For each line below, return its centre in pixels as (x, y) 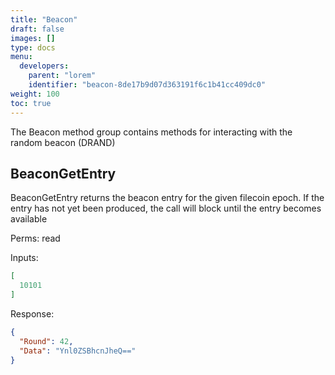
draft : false (37, 29)
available (29, 219)
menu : (21, 57)
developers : (44, 66)
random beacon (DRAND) (63, 142)
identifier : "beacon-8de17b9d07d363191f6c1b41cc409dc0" (147, 85)
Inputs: (24, 258)
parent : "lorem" (62, 76)
